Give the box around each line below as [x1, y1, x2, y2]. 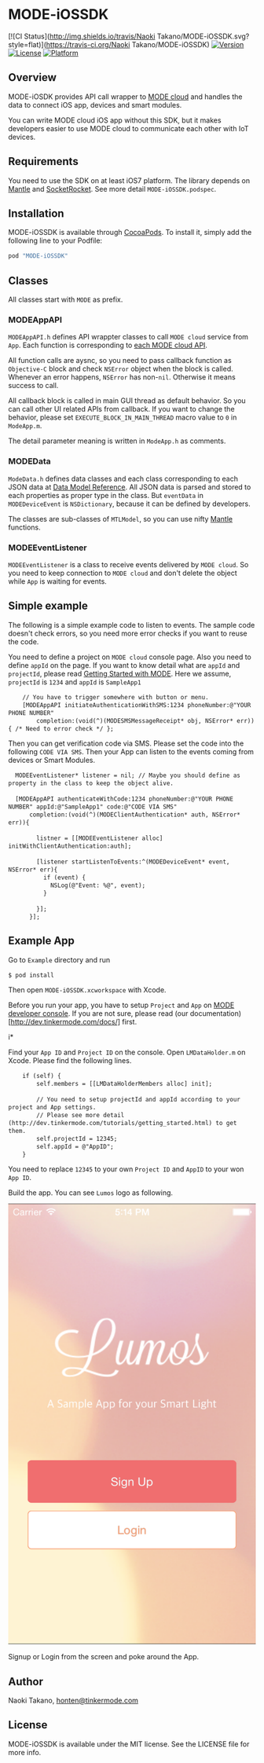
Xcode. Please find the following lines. [8, 1055, 132, 1065]
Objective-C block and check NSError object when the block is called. [8, 364, 233, 374]
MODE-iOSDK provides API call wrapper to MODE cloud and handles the [8, 92, 243, 101]
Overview [8, 71, 57, 84]
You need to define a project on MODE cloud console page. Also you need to [8, 652, 251, 662]
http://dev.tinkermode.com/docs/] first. [10, 1017, 137, 1026]
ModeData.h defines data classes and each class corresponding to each [8, 474, 238, 483]
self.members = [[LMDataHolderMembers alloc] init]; [36, 1079, 213, 1087]
